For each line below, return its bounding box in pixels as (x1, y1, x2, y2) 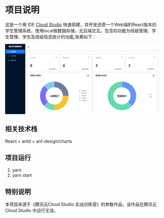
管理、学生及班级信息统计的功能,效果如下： (9, 34, 97, 40)
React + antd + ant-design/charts (5, 138, 72, 144)
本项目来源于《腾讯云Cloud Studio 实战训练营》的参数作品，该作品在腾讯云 (5, 201, 157, 207)
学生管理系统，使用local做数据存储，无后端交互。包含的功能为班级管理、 (5, 27, 152, 33)
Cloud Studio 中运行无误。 (5, 208, 58, 214)
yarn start (12, 172, 32, 178)
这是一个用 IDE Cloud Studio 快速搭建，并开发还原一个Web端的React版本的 (5, 22, 157, 27)
